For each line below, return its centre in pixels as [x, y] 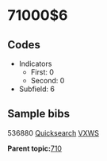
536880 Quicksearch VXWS [53, 132]
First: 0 [42, 72]
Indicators [35, 63]
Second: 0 [48, 80]
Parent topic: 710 [35, 148]
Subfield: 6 [36, 89]
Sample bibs [39, 114]
